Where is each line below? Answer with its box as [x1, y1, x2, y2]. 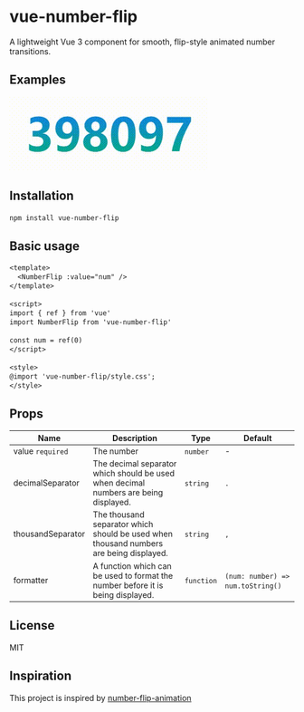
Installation [9, 188, 74, 204]
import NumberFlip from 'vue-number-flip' [9, 318, 172, 327]
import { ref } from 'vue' [9, 309, 111, 318]
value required [13, 446, 69, 457]
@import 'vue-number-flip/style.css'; [9, 372, 156, 381]
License [9, 618, 55, 633]
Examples [9, 72, 66, 88]
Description [112, 432, 158, 443]
